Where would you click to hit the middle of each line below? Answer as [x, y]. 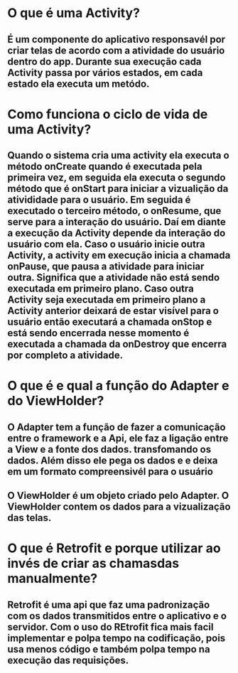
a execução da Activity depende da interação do [117, 233]
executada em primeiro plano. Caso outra [101, 289]
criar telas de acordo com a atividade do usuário [116, 50]
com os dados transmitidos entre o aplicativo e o [117, 616]
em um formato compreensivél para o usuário [110, 472]
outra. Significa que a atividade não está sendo [114, 278]
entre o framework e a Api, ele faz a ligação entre [118, 438]
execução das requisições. [68, 660]
